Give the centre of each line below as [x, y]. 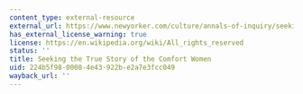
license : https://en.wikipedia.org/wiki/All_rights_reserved [127, 43]
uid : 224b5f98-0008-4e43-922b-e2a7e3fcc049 [92, 68]
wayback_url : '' [40, 76]
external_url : [36, 26]
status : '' [30, 51]
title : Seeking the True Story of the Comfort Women [110, 59]
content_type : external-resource [72, 17]
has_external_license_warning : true [78, 34]
